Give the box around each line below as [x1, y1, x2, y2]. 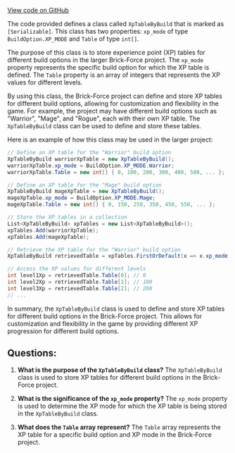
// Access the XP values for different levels [7, 266, 146, 273]
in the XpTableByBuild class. [17, 409, 99, 418]
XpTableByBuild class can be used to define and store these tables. [7, 122, 202, 130]
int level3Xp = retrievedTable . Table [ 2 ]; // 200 [7, 285, 153, 292]
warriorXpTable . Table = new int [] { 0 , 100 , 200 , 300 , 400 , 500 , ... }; [7, 168, 225, 175]
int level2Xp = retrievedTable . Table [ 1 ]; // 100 [7, 278, 153, 285]
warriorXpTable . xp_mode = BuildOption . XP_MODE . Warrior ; [7, 162, 174, 169]
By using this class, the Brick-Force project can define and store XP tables [7, 92, 223, 100]
